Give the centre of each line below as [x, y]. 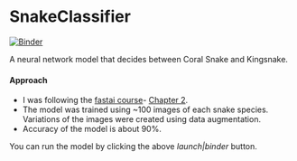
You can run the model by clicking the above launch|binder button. [133, 147]
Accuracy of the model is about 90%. [92, 129]
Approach [28, 80]
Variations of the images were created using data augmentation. [142, 119]
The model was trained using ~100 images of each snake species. [145, 109]
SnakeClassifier [70, 17]
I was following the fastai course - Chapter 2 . [105, 100]
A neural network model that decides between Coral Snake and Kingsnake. [149, 59]
